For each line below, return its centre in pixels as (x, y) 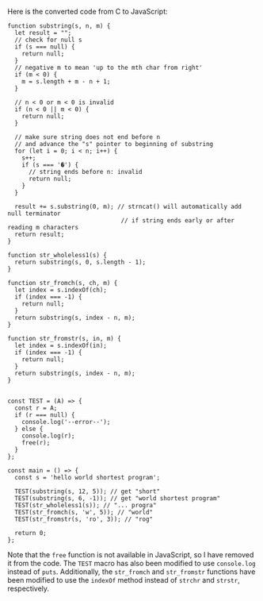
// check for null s (48, 40)
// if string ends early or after (178, 221)
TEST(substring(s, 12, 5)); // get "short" (87, 491)
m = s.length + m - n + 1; (66, 82)
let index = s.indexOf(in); (61, 345)
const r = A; (36, 408)
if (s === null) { (45, 47)
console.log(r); (49, 436)
